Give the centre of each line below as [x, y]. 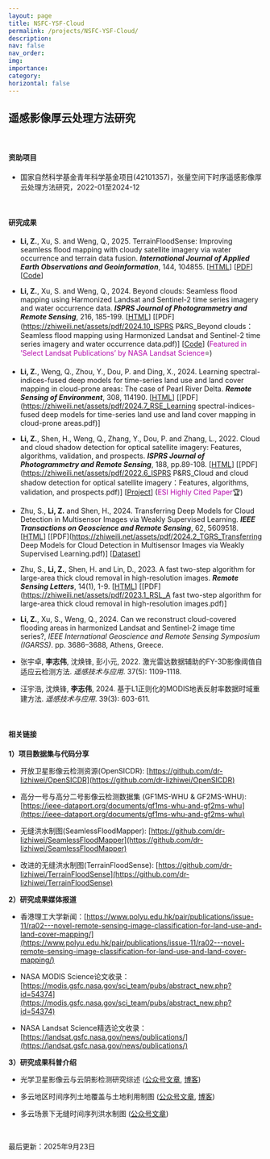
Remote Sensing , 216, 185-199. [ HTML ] [85, 316]
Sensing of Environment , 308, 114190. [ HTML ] [97, 397]
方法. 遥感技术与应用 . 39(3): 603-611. [89, 698]
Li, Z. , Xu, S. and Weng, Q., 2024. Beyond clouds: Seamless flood [129, 290]
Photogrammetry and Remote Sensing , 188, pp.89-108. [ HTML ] [127, 464]
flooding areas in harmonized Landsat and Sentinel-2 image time [127, 627]
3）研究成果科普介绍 [43, 1062]
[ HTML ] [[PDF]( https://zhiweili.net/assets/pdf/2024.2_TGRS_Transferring [141, 536]
